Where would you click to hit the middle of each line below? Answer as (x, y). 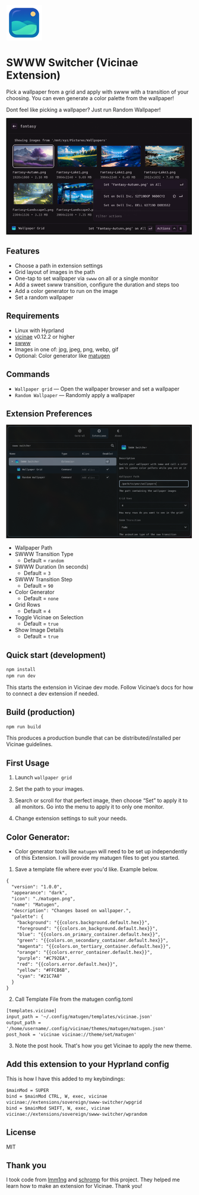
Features (23, 251)
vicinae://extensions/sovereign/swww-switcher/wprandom (77, 1114)
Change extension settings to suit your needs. (71, 818)
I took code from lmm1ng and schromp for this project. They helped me (93, 1180)
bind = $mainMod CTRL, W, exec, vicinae (57, 1096)
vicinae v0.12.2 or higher (45, 336)
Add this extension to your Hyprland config (88, 1064)
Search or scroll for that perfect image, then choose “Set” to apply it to (101, 801)
